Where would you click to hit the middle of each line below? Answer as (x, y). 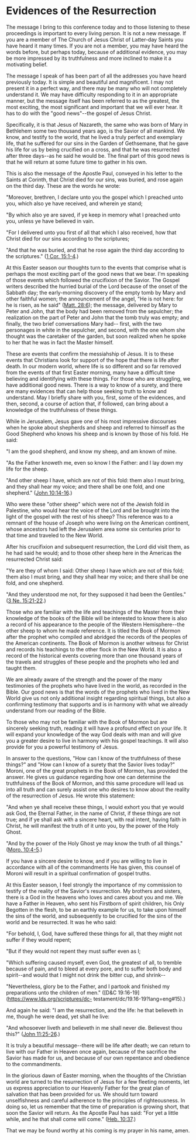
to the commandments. (34, 1064)
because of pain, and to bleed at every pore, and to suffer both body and (94, 969)
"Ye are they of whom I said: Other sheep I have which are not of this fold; (95, 570)
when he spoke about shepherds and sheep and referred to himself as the (95, 427)
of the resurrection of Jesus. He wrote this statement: (71, 796)
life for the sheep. (27, 469)
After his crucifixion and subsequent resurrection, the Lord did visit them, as (98, 546)
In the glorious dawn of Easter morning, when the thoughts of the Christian (96, 1075)
